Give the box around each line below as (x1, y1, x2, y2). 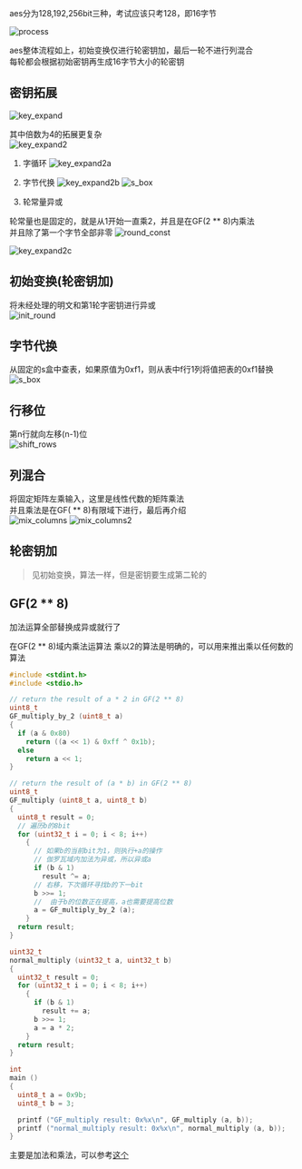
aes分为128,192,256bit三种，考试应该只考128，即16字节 (9, 8, 218, 18)
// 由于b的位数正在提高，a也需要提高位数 (33, 897, 174, 906)
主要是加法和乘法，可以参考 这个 (9, 1150, 129, 1161)
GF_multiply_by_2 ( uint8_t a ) (9, 712, 124, 721)
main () (9, 1074, 39, 1083)
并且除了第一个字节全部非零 (9, 226, 113, 238)
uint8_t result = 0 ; (17, 812, 95, 822)
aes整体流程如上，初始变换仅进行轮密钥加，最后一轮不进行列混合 (9, 45, 254, 55)
